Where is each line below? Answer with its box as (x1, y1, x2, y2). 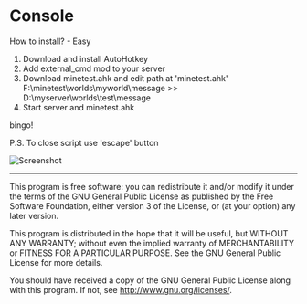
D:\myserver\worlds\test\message (22, 92, 151, 103)
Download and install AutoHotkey (22, 53, 149, 64)
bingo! (9, 120, 34, 131)
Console (9, 5, 75, 26)
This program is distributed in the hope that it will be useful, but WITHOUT (9, 227, 289, 238)
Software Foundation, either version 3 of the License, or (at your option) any (9, 200, 296, 211)
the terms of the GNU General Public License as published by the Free (9, 191, 274, 202)
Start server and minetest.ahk (22, 101, 135, 112)
